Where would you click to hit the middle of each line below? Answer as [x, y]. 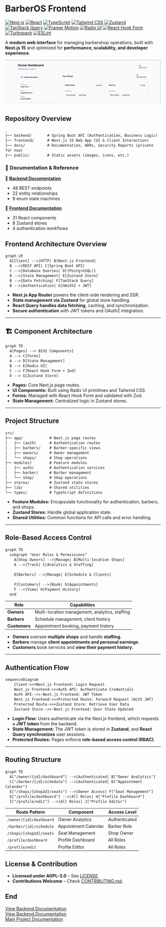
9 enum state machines [36, 199]
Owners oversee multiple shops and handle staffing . [67, 637]
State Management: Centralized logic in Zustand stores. [70, 401]
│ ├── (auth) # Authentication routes [53, 443]
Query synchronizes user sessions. [49, 734]
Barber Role [120, 826]
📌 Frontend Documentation [33, 208]
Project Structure [32, 421]
